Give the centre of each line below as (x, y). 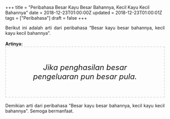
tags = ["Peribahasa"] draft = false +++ (46, 18)
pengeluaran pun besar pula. (85, 76)
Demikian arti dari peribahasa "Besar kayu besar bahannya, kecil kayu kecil (85, 106)
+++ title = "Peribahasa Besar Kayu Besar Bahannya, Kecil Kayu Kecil (77, 7)
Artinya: (14, 44)
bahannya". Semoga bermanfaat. (40, 111)
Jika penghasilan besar (85, 67)
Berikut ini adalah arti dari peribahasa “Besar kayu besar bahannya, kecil (85, 28)
